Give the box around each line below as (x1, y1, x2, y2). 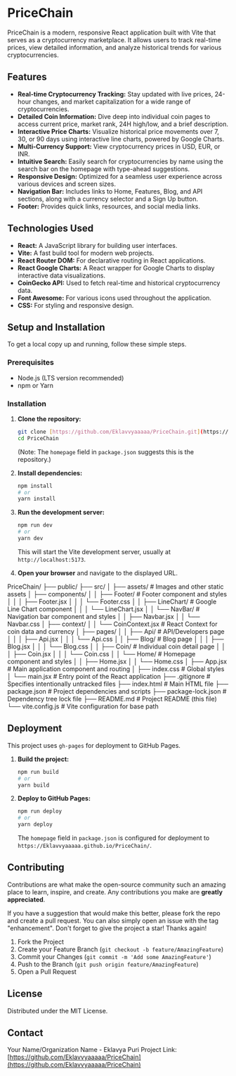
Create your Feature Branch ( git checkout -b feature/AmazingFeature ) (17, 945, 224, 953)
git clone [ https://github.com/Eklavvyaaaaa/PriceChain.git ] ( (17, 428, 204, 435)
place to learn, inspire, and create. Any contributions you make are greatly (7, 887, 223, 896)
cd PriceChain (17, 434, 59, 442)
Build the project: (17, 755, 69, 763)
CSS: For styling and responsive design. (17, 301, 134, 309)
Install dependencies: (17, 468, 83, 477)
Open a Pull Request (17, 967, 77, 976)
